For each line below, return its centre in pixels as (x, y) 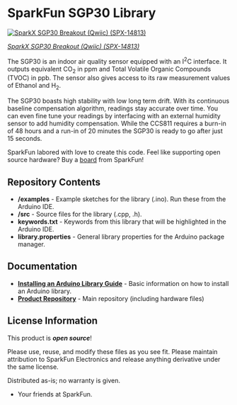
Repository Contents (54, 182)
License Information (52, 321)
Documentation (42, 267)
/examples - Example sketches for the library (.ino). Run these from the (122, 199)
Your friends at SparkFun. (55, 394)
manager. (31, 244)
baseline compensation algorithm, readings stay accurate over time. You (113, 108)
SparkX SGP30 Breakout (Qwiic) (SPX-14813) (74, 46)
